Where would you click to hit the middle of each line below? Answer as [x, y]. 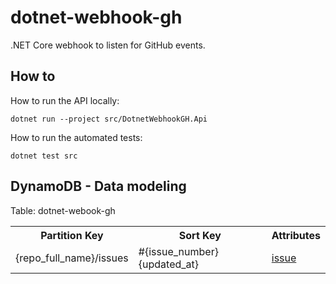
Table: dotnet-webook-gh [63, 210]
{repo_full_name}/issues [72, 258]
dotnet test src [44, 156]
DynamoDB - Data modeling [98, 186]
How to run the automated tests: [76, 137]
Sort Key [200, 235]
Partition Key [72, 235]
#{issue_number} [178, 251]
